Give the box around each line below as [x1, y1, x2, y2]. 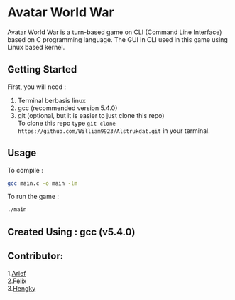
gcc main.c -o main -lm [7, 179, 78, 187]
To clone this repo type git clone [17, 119, 116, 127]
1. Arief [7, 269, 26, 277]
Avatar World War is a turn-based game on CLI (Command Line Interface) [7, 28, 222, 36]
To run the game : [7, 193, 59, 201]
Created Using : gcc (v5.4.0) [7, 225, 136, 238]
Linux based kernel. [7, 43, 65, 51]
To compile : [7, 166, 44, 174]
